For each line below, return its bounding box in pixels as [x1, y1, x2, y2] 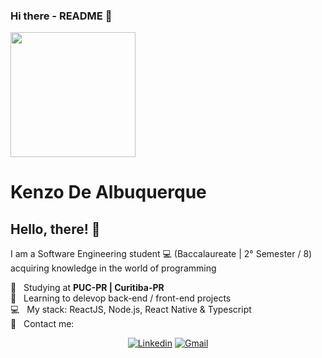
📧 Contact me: [10, 318, 75, 330]
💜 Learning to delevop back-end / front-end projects [10, 292, 232, 304]
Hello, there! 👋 [10, 220, 101, 238]
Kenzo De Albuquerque [10, 181, 207, 204]
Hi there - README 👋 [10, 9, 113, 23]
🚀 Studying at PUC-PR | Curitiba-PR [10, 282, 165, 294]
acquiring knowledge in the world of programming [10, 262, 217, 274]
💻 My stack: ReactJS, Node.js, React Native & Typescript [10, 304, 252, 316]
